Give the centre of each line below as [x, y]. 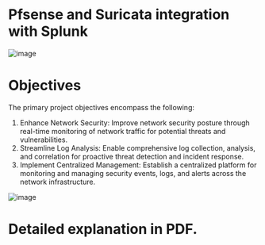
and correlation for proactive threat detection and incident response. [132, 156]
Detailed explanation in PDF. [103, 230]
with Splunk [48, 31]
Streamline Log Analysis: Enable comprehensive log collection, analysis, [138, 147]
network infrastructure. [58, 182]
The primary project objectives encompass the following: [102, 107]
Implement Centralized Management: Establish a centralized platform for [138, 165]
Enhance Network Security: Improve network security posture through [134, 122]
